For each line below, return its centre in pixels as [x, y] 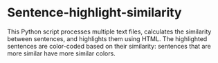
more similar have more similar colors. [61, 53]
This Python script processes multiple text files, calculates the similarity [109, 32]
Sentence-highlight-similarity [94, 13]
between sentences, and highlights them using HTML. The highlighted [107, 38]
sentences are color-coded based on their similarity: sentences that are [109, 46]
